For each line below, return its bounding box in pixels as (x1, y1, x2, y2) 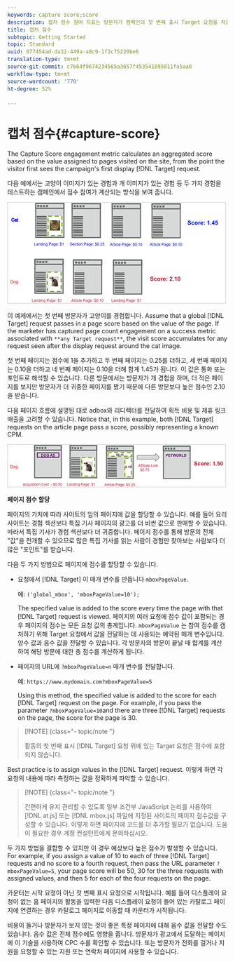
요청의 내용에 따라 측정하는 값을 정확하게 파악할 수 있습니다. (7, 774, 170, 782)
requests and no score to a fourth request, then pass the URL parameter (7, 860, 215, 868)
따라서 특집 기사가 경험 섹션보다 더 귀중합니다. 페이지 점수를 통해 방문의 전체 (7, 528, 215, 536)
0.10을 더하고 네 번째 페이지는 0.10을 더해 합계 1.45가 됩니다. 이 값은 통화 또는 (14, 365, 226, 373)
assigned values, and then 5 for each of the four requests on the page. (7, 874, 211, 883)
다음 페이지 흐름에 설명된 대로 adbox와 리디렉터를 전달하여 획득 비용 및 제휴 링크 (7, 406, 227, 415)
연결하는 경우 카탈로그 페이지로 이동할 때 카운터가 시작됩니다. (20, 906, 187, 915)
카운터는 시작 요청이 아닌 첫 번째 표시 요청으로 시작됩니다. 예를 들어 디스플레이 (7, 888, 220, 897)
